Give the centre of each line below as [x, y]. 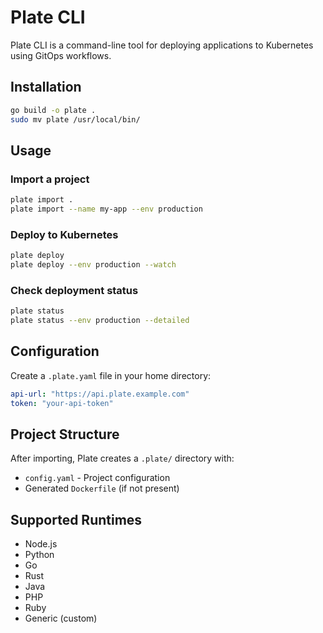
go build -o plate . [53, 110]
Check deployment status [74, 290]
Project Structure [65, 434]
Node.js [41, 544]
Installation [46, 87]
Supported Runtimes [76, 519]
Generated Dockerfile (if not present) [102, 488]
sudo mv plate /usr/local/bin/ [75, 119]
